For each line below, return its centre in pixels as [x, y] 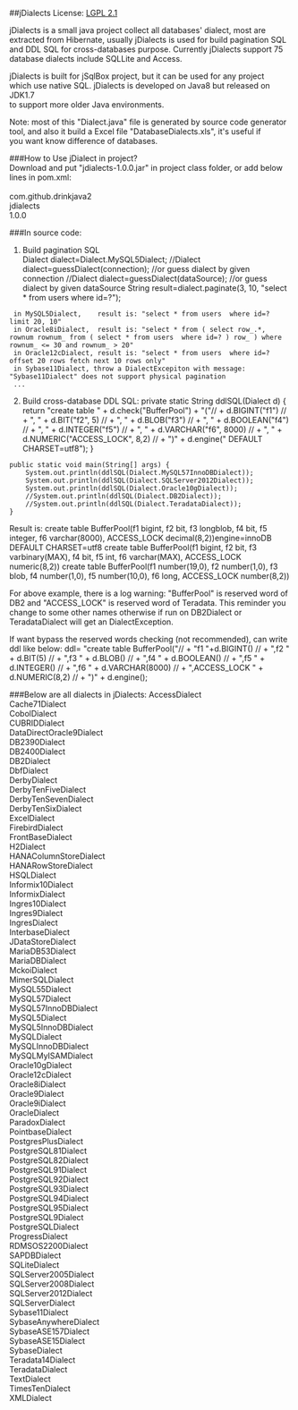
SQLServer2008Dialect [52, 1284]
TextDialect [30, 1379]
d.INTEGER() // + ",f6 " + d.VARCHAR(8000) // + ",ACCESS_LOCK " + [136, 667]
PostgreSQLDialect [44, 1227]
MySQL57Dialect [40, 998]
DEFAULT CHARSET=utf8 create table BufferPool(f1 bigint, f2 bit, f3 [133, 548]
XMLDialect [30, 1398]
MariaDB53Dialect [43, 951]
